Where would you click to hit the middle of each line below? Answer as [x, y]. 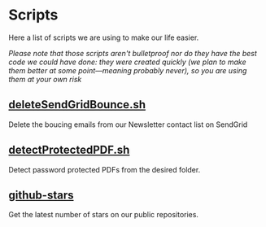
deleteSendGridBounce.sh [77, 105]
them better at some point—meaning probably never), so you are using [128, 70]
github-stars [41, 195]
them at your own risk [45, 79]
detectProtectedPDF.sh [69, 150]
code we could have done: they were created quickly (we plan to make [127, 62]
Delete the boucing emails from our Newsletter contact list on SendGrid [128, 124]
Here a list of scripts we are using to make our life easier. [104, 37]
